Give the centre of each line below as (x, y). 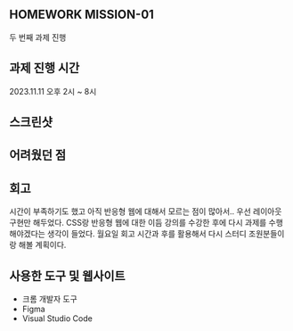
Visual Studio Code (57, 319)
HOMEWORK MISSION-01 (81, 15)
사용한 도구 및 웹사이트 (68, 276)
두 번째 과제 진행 (38, 37)
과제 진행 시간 (45, 68)
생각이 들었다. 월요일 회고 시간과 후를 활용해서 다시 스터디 (147, 234)
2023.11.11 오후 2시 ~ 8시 (53, 91)
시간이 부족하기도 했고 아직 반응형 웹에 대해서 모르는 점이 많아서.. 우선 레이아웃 (146, 211)
